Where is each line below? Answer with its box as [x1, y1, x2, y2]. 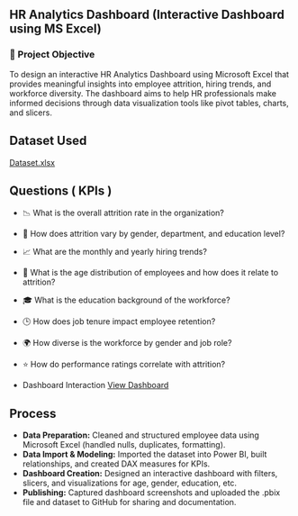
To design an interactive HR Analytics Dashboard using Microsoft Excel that [9, 68, 290, 79]
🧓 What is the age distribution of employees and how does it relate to [22, 267, 279, 278]
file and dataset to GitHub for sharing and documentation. [22, 497, 237, 508]
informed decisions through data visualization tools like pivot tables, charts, [9, 97, 290, 108]
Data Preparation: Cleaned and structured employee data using [22, 430, 259, 440]
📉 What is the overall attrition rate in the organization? [22, 207, 225, 219]
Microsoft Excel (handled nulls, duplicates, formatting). [22, 439, 226, 450]
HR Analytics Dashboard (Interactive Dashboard [9, 7, 285, 23]
